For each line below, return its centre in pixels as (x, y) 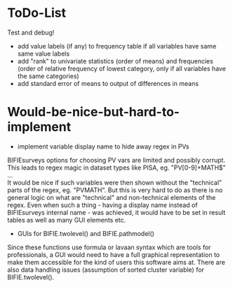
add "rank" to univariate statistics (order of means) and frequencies (115, 61)
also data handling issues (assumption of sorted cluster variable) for (106, 270)
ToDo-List (37, 13)
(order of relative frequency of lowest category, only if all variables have (122, 68)
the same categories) (48, 76)
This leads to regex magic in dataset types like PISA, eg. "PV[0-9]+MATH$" (116, 168)
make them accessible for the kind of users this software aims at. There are (116, 262)
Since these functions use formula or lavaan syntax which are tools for (109, 247)
